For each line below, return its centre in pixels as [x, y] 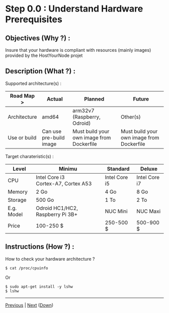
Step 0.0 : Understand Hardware [74, 9]
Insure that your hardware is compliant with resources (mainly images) [78, 50]
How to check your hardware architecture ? [50, 259]
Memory [18, 192]
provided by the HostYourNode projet [44, 55]
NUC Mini [116, 211]
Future [141, 99]
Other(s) [131, 117]
